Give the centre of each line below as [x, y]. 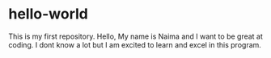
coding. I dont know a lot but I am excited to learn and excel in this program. [135, 44]
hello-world [49, 14]
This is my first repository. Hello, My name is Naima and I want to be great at [135, 36]
